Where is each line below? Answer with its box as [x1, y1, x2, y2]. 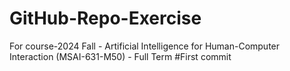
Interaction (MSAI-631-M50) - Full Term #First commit [9, 50, 232, 62]
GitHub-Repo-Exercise [9, 7, 202, 30]
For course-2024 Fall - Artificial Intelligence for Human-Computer [9, 40, 281, 52]
